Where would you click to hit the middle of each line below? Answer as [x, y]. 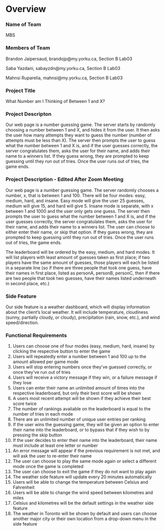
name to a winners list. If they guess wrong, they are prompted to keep [77, 156]
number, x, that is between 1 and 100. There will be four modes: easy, [76, 195]
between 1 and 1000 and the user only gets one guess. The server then [78, 211]
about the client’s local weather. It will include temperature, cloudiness [77, 312]
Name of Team [23, 25]
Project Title [21, 91]
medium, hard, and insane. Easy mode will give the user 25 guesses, [75, 200]
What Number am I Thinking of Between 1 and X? [55, 101]
